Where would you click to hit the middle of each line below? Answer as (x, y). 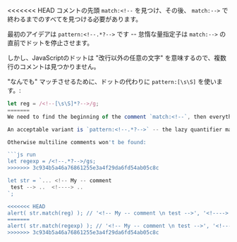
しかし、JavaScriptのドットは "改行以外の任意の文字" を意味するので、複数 (117, 58)
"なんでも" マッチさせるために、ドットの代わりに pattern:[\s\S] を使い (112, 82)
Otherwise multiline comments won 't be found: (77, 142)
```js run (22, 155)
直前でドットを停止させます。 (50, 43)
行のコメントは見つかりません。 (54, 66)
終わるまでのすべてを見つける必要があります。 (75, 19)
